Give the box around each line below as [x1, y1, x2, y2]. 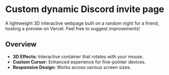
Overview [5, 40, 37, 49]
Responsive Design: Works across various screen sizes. [12, 64, 131, 70]
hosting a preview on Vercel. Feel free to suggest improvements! [5, 25, 141, 31]
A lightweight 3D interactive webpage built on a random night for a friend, [5, 20, 159, 26]
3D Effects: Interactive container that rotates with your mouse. [12, 53, 144, 59]
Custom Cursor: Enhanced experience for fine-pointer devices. [12, 59, 146, 65]
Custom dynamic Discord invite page [5, 4, 164, 15]
